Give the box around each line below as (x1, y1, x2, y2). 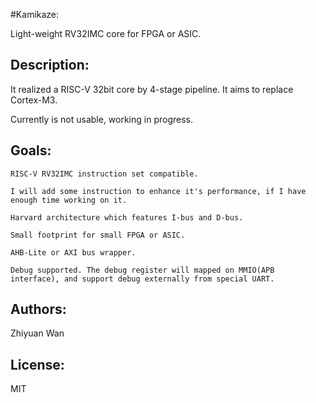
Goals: (10, 142, 52, 159)
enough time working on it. (10, 195, 128, 205)
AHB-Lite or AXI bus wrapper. (10, 247, 137, 258)
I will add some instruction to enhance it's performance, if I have (10, 186, 307, 196)
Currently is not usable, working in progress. (10, 113, 193, 125)
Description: (10, 57, 90, 74)
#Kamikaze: (10, 9, 60, 20)
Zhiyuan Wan (10, 327, 65, 339)
